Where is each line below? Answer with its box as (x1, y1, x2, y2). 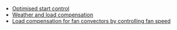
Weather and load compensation (11, 11, 94, 18)
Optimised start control (11, 5, 69, 12)
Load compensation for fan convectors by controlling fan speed (11, 18, 171, 24)
